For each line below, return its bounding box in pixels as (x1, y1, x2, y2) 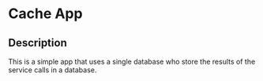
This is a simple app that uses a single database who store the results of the (8, 57, 256, 66)
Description (8, 36, 67, 50)
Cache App (8, 5, 83, 23)
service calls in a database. (8, 65, 97, 75)
